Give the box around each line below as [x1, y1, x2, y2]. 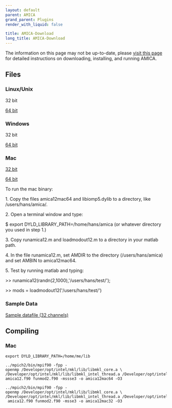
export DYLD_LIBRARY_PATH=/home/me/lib [5, 354, 91, 359]
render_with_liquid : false [5, 22, 63, 27]
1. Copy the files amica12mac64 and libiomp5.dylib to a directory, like [5, 196, 151, 202]
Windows [5, 120, 30, 127]
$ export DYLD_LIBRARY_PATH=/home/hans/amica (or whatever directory [5, 221, 161, 227]
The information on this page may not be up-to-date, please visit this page [5, 50, 163, 56]
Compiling [5, 326, 39, 335]
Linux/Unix [5, 86, 33, 93]
